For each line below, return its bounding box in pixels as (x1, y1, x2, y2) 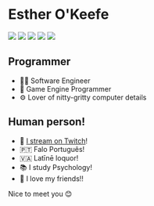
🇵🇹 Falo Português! (19, 144, 85, 154)
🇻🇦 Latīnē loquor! (19, 153, 79, 162)
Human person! (8, 115, 86, 128)
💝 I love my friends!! (19, 174, 84, 183)
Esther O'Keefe (8, 5, 109, 23)
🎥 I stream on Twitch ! (19, 136, 88, 146)
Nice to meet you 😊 (8, 189, 73, 198)
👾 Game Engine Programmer (19, 84, 112, 93)
